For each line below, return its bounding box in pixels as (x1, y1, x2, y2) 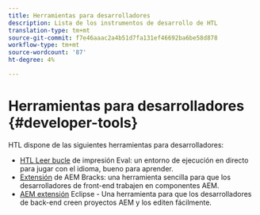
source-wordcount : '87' (8, 48, 87, 56)
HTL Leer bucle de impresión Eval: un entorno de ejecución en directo (19, 155, 249, 165)
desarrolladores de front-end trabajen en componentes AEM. (19, 180, 220, 190)
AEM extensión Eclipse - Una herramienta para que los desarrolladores (19, 189, 252, 198)
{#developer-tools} (8, 114, 139, 132)
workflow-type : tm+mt (8, 41, 80, 49)
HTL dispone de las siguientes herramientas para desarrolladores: (8, 140, 224, 149)
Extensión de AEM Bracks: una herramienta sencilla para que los (19, 172, 231, 182)
